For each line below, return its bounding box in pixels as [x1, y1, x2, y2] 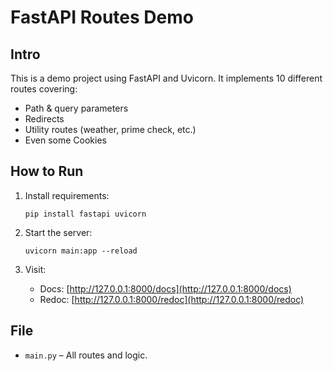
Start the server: [24, 226, 93, 238]
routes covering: [10, 83, 78, 95]
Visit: [24, 263, 47, 275]
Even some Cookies [24, 134, 107, 146]
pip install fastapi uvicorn [24, 209, 147, 219]
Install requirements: [24, 189, 110, 201]
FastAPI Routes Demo [10, 6, 194, 29]
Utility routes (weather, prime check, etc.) [24, 124, 197, 135]
